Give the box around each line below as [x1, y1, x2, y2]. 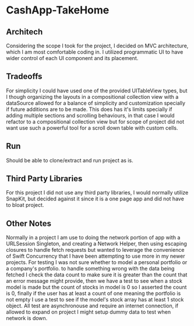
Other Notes [6, 219, 51, 228]
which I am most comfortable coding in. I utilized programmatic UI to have [6, 48, 184, 56]
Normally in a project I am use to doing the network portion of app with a [6, 234, 181, 241]
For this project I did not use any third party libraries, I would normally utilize [6, 189, 189, 196]
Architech [6, 27, 43, 37]
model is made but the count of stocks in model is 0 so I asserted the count [6, 284, 187, 291]
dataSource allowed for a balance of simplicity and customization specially [6, 99, 185, 106]
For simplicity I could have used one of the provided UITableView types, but [6, 87, 188, 94]
